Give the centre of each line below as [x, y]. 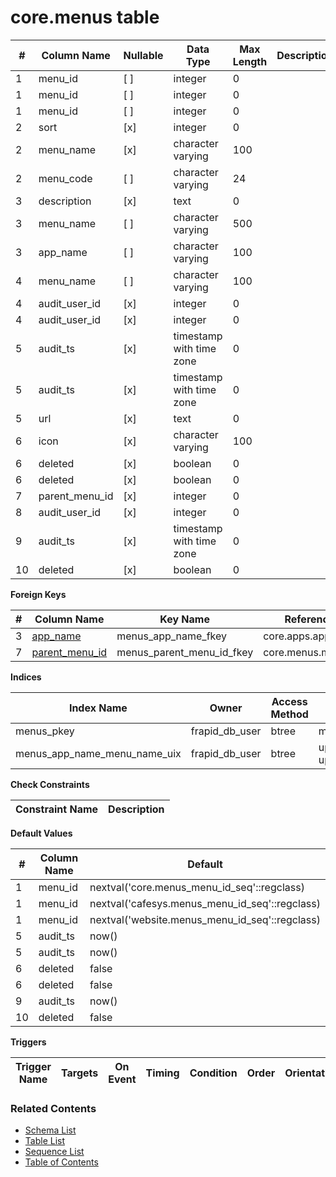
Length [250, 61]
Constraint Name [57, 809]
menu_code [65, 178]
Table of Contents [61, 1162]
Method [289, 714]
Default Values [41, 833]
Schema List [50, 1130]
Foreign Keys [38, 594]
